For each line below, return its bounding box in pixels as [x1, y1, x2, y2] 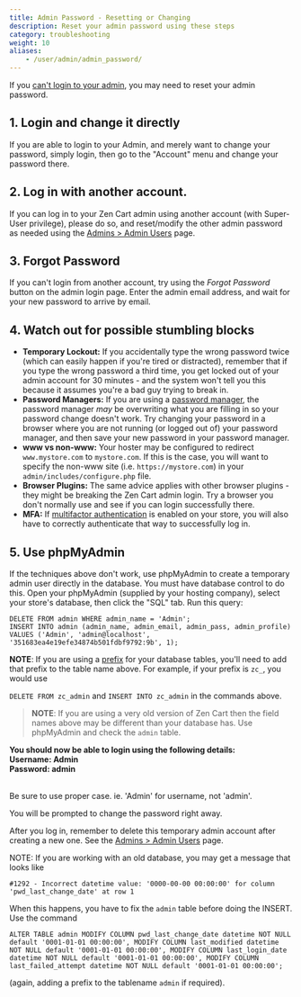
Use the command [9, 912, 78, 923]
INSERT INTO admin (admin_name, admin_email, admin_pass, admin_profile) [9, 623, 292, 632]
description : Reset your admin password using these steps [9, 22, 235, 31]
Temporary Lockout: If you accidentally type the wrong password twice [22, 346, 290, 357]
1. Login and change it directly [9, 115, 181, 130]
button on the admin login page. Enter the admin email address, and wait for [9, 287, 290, 298]
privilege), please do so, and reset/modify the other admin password [29, 218, 283, 229]
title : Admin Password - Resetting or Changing [9, 13, 191, 22]
